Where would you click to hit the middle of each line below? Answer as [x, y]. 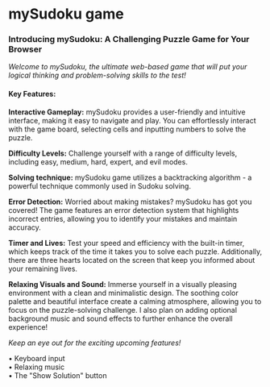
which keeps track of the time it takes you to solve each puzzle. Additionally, [135, 252]
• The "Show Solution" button [58, 375]
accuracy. [25, 227]
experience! [28, 327]
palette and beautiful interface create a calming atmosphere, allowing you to [135, 301]
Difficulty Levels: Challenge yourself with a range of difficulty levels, [123, 153]
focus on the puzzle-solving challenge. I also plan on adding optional [123, 310]
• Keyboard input [37, 358]
